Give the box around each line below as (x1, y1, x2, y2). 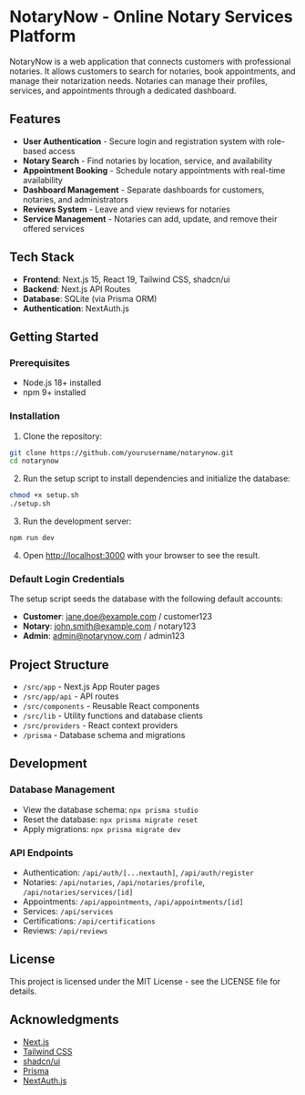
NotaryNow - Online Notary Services (9, 6, 293, 27)
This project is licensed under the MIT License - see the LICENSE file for (9, 975, 280, 986)
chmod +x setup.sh (9, 491, 79, 500)
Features (9, 111, 61, 127)
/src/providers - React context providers (22, 720, 178, 731)
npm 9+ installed (22, 387, 86, 398)
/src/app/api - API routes (22, 691, 120, 702)
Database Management (9, 783, 116, 796)
